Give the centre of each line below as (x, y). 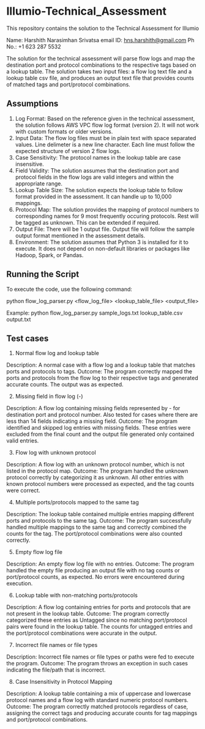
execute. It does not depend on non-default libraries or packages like (102, 249)
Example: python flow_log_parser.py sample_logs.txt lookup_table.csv (95, 313)
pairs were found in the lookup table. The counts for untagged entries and (99, 627)
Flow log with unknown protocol (55, 453)
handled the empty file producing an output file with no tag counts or (93, 570)
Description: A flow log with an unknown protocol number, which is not (95, 465)
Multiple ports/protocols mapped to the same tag (77, 503)
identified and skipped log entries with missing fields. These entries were (99, 428)
